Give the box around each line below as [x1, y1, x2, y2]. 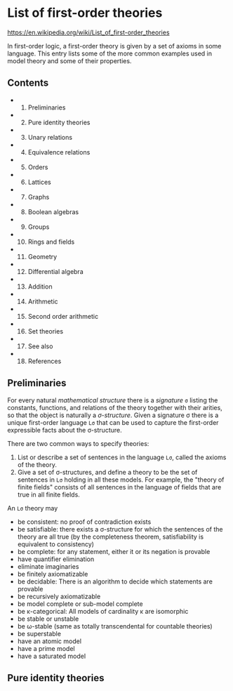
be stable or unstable [17, 614, 79, 623]
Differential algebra [27, 267, 84, 275]
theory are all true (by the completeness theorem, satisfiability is [17, 532, 204, 541]
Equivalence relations [27, 147, 91, 156]
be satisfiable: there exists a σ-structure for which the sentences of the [17, 525, 223, 533]
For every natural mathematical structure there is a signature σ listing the [7, 395, 218, 404]
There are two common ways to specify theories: [7, 439, 149, 447]
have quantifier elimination [17, 555, 95, 563]
